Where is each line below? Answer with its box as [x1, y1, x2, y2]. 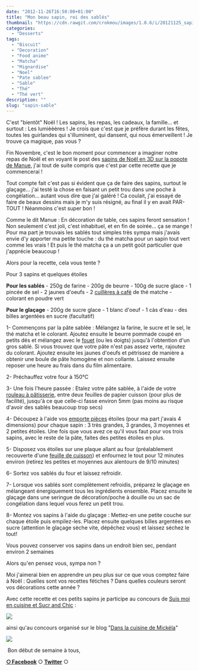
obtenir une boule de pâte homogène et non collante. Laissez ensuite [6, 355, 175, 362]
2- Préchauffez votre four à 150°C [6, 373, 89, 380]
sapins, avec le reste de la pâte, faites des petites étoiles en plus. [6, 434, 165, 441]
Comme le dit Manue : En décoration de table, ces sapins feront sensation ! [6, 216, 190, 223]
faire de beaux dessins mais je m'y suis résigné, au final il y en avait [6, 198, 172, 205]
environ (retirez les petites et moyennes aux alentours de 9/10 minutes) [6, 458, 179, 465]
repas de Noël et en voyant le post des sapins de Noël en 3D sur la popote [6, 155, 188, 162]
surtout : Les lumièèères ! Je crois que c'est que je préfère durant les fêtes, [6, 125, 190, 132]
